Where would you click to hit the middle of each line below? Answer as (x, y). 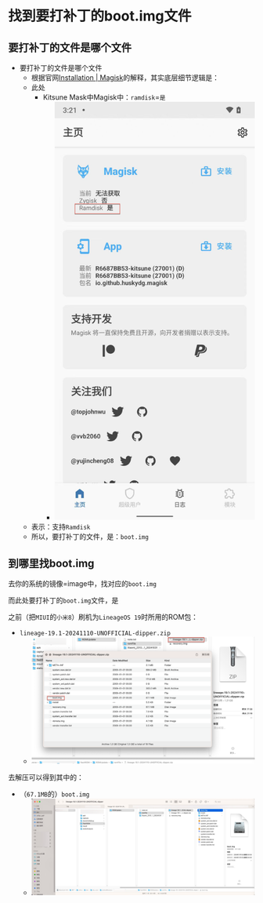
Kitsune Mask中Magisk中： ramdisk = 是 (104, 97)
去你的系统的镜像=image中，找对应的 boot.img (82, 584)
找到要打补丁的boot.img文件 (100, 16)
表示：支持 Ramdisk (61, 526)
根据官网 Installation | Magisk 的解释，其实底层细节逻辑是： (125, 78)
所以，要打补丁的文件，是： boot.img (90, 536)
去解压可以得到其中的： (46, 777)
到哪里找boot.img (51, 563)
